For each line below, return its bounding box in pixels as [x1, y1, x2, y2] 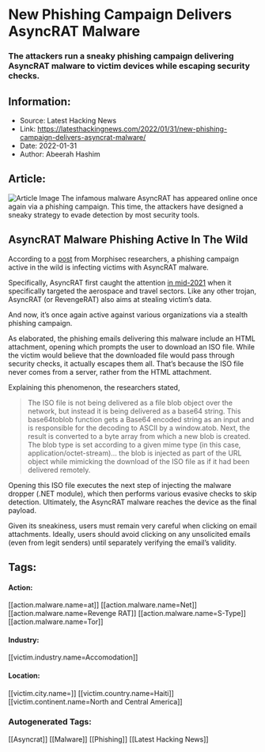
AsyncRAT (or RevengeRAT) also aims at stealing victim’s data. [8, 294, 212, 304]
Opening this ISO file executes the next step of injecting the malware [8, 480, 232, 489]
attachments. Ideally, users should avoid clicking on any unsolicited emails [8, 529, 251, 538]
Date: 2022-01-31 [19, 141, 78, 150]
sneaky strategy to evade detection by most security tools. [8, 210, 200, 219]
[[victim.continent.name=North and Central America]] [8, 697, 184, 706]
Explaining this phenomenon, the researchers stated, [8, 382, 180, 392]
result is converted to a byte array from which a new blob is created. [27, 431, 251, 440]
